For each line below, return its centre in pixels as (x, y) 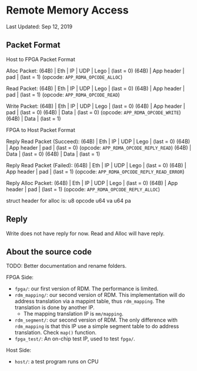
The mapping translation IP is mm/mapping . (73, 314)
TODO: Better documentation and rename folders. (66, 266)
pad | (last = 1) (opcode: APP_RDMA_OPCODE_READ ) (63, 94)
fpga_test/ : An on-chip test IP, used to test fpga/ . (75, 339)
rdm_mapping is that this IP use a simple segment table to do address (97, 326)
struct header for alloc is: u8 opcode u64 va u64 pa (69, 200)
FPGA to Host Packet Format (41, 130)
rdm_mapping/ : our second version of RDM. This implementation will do (100, 295)
